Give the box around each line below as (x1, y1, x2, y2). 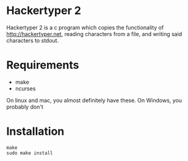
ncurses (15, 85, 36, 92)
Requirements (6, 59, 79, 72)
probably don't (6, 103, 44, 110)
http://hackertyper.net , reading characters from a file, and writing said (6, 30, 183, 37)
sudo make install (6, 150, 53, 156)
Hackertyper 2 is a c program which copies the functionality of (6, 24, 164, 31)
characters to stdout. (6, 37, 59, 44)
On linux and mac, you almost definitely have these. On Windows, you (6, 96, 182, 104)
